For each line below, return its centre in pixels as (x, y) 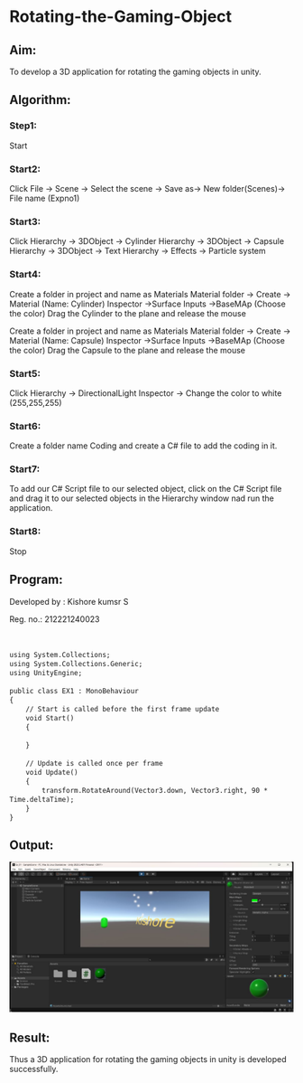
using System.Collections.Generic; (76, 664)
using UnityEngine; (46, 673)
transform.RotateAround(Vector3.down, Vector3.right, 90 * (155, 790)
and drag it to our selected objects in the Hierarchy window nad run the (142, 498)
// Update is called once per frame (95, 763)
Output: (32, 845)
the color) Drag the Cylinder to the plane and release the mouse (128, 313)
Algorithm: (40, 100)
